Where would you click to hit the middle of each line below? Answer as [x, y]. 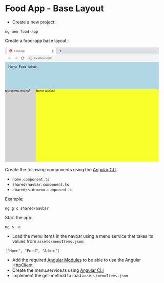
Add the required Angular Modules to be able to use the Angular [76, 260]
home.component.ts [31, 179]
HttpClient [22, 265]
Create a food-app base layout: [37, 40]
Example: [14, 199]
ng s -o [13, 227]
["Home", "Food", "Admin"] [32, 251]
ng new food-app [21, 31]
